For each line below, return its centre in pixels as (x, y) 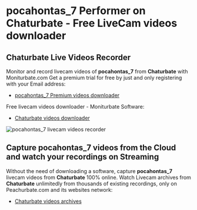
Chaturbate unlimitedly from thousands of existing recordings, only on (92, 184)
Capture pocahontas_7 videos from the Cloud (91, 148)
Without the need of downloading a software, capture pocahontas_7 (89, 171)
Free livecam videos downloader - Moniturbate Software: (75, 106)
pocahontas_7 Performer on (76, 11)
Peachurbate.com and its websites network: (59, 189)
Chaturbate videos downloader (52, 118)
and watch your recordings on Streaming (83, 157)
